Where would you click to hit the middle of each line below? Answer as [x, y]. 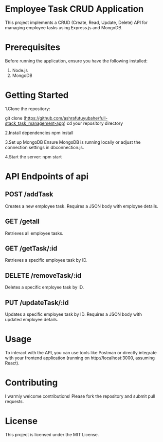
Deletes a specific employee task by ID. [45, 287]
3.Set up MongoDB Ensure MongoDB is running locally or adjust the [73, 142]
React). [12, 363]
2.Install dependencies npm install [39, 133]
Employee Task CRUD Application [74, 9]
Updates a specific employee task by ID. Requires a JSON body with [73, 314]
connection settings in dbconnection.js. [45, 147]
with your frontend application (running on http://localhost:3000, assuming [80, 358]
